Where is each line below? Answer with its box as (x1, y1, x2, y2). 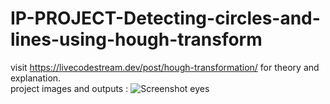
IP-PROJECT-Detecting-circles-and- (10, 7, 321, 30)
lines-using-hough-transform (10, 28, 263, 51)
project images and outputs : (10, 82, 129, 94)
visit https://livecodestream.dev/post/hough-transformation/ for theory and (10, 61, 320, 73)
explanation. (10, 72, 62, 84)
